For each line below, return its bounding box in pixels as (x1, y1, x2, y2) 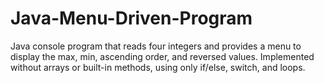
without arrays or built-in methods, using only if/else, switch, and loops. (10, 61, 306, 73)
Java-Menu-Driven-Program (10, 7, 253, 30)
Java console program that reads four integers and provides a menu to (10, 40, 302, 52)
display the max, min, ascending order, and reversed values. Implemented (10, 50, 315, 62)
